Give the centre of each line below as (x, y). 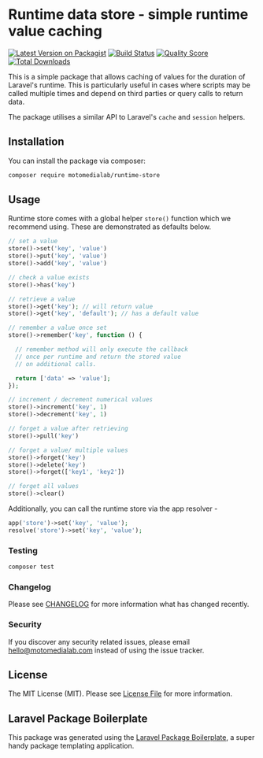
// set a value (33, 242)
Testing (23, 550)
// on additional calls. (56, 364)
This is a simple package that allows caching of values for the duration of (127, 76)
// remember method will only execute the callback (102, 349)
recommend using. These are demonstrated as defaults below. (109, 227)
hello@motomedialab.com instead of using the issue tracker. (106, 650)
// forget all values (44, 486)
